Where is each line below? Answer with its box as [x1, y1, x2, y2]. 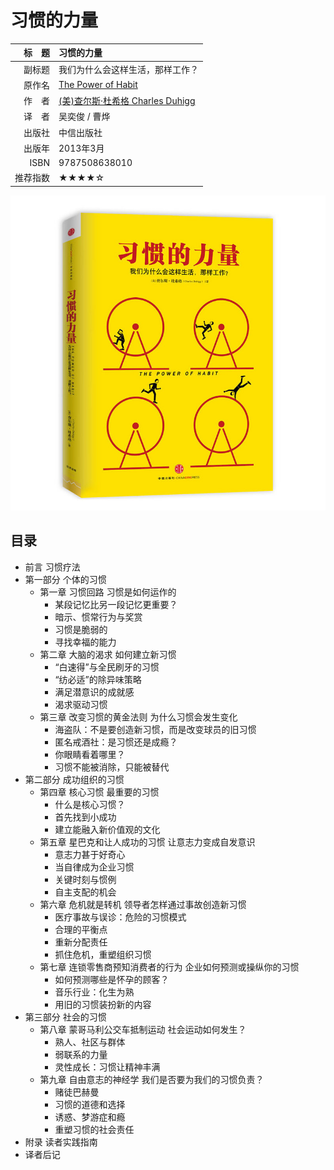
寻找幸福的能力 [54, 636, 117, 648]
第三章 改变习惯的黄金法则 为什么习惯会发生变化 [39, 711, 238, 723]
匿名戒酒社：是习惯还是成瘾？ [54, 736, 178, 748]
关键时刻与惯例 [54, 873, 117, 885]
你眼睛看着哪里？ [54, 748, 126, 760]
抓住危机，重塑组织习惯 [54, 948, 152, 960]
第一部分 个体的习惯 [24, 573, 107, 585]
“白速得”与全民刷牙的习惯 [54, 661, 160, 673]
